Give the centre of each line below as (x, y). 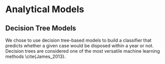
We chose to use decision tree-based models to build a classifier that (78, 40)
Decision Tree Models (41, 28)
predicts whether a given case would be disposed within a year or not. (79, 46)
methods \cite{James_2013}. (36, 56)
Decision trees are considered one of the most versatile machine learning (83, 51)
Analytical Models (45, 9)
